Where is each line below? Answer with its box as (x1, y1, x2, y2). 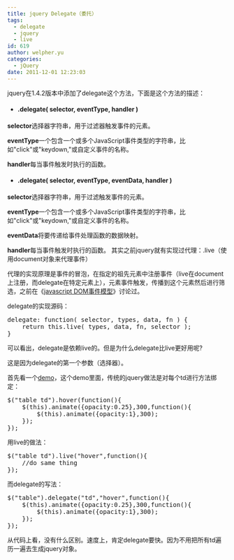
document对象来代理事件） (13, 254, 92, 263)
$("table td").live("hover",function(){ (7, 452, 148, 459)
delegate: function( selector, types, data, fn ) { (7, 316, 189, 323)
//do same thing (22, 459, 78, 466)
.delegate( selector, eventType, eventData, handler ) (17, 176, 173, 185)
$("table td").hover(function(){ (7, 396, 122, 404)
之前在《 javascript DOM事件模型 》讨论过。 (19, 287, 144, 295)
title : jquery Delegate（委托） (7, 10, 98, 17)
